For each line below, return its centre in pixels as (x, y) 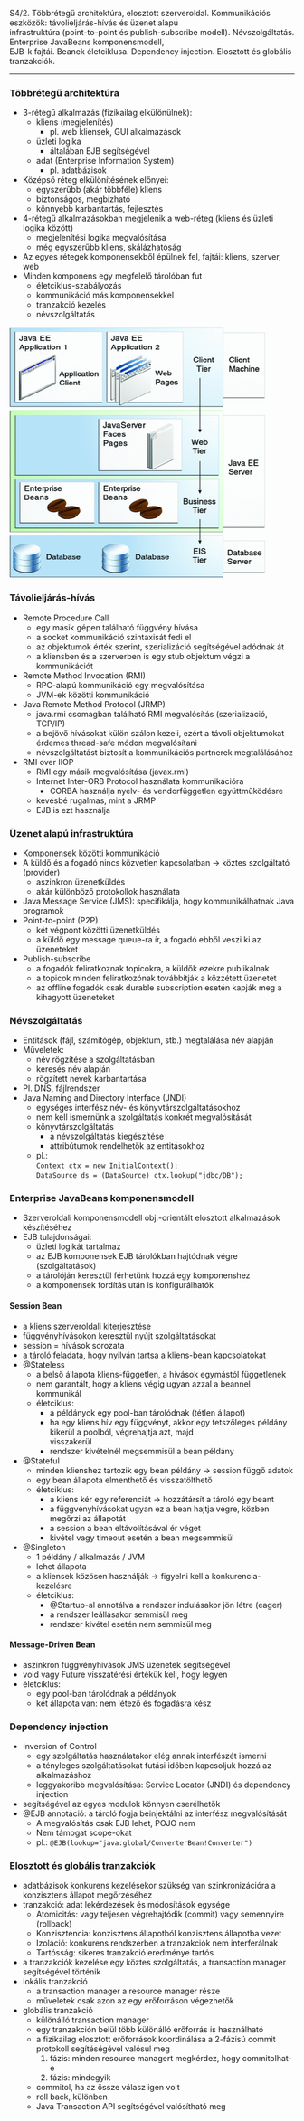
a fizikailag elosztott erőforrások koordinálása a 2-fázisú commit (156, 2040)
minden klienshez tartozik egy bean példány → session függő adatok (165, 1470)
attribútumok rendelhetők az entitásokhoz (127, 1146)
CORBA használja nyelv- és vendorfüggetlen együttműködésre (166, 791)
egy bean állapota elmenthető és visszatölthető (124, 1480)
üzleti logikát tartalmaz (78, 1246)
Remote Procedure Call (66, 618)
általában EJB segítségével (100, 151)
